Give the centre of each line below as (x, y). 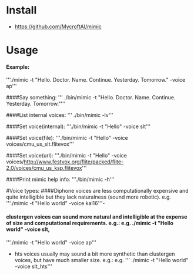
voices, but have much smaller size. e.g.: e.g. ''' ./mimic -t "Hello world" (101, 260)
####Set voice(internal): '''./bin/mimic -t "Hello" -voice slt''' (78, 126)
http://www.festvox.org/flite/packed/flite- (73, 162)
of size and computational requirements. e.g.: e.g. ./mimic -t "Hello (90, 223)
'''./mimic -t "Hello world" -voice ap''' (51, 242)
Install (21, 10)
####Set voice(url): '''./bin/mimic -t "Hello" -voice (67, 156)
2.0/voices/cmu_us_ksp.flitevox (44, 168)
